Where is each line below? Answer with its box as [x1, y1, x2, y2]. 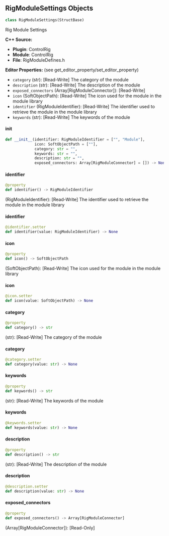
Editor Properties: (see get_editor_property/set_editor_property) [5, 67, 139, 73]
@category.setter [5, 357, 42, 362]
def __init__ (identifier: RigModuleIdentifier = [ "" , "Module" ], [5, 137, 145, 142]
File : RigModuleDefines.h [12, 57, 65, 63]
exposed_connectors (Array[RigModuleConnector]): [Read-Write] [12, 87, 145, 93]
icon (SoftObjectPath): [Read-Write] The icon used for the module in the [12, 93, 162, 99]
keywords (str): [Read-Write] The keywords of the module [12, 114, 131, 120]
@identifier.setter [5, 225, 46, 230]
